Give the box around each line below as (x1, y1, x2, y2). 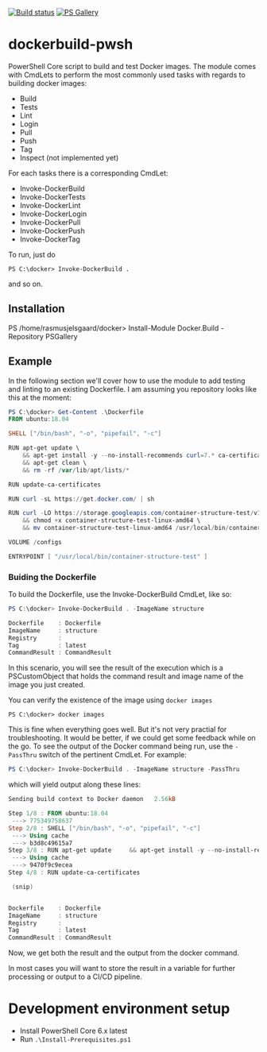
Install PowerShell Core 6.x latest (19, 1026, 128, 1036)
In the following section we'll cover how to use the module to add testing (8, 376, 246, 385)
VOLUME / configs (8, 539, 62, 547)
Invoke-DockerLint (19, 200, 81, 210)
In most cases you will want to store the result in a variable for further (8, 964, 236, 973)
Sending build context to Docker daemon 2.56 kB (8, 795, 176, 803)
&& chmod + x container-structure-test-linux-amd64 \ (22, 516, 201, 524)
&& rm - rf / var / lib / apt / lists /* (22, 466, 130, 474)
